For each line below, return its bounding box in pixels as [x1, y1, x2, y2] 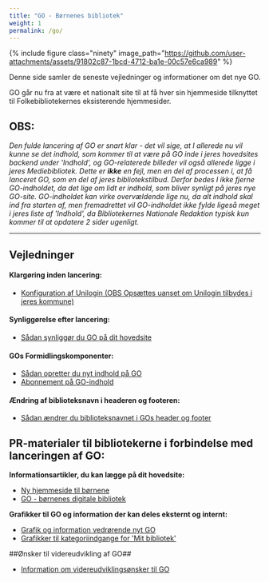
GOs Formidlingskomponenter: [9, 351, 114, 361]
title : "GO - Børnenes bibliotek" [9, 11, 125, 20]
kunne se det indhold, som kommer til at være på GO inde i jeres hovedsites [9, 149, 259, 159]
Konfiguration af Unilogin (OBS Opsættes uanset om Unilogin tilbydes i [20, 288, 253, 297]
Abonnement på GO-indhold [20, 377, 114, 387]
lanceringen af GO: [9, 448, 105, 462]
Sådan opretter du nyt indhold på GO [20, 369, 142, 378]
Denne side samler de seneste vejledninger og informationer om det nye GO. [9, 73, 261, 82]
